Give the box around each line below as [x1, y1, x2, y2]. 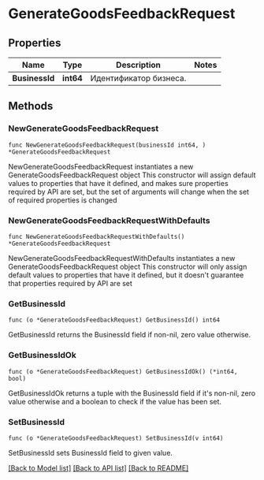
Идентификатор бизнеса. [90, 73, 187, 84]
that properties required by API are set [8, 278, 132, 288]
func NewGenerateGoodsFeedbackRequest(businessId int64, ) [8, 141, 206, 149]
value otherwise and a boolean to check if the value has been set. [8, 396, 222, 406]
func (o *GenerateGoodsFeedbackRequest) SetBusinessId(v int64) [8, 434, 224, 442]
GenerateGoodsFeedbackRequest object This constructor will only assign [8, 262, 247, 271]
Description [115, 60, 162, 70]
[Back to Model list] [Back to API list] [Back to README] [8, 463, 189, 473]
